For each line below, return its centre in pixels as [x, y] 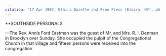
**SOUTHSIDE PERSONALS [34, 23]
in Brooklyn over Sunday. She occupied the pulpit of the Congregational [78, 38]
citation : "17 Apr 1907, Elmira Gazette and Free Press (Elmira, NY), [79, 9]
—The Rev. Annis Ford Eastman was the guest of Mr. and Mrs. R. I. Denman [82, 33]
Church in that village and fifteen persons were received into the [70, 43]
